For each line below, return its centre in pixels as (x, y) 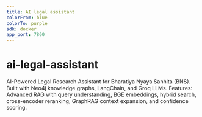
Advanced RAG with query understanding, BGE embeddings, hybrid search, (101, 94)
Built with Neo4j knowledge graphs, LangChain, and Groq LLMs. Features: (99, 88)
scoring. (17, 108)
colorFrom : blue (27, 18)
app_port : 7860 (26, 35)
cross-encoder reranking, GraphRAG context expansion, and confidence (98, 101)
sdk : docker (21, 29)
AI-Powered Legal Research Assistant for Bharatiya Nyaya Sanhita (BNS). (99, 82)
